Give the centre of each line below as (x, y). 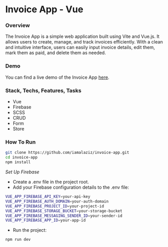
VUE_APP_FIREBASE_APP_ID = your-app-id (46, 220)
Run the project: (30, 230)
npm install (18, 162)
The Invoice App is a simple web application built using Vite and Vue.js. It (82, 36)
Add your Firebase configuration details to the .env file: (71, 187)
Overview (18, 26)
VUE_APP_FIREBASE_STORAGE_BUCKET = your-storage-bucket (64, 211)
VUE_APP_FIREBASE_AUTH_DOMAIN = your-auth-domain (57, 201)
